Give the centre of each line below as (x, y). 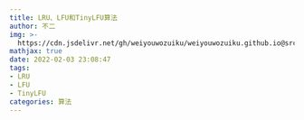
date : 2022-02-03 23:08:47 (60, 60)
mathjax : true (36, 51)
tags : (19, 69)
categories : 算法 (41, 102)
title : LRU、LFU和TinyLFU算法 (63, 18)
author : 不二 (33, 26)
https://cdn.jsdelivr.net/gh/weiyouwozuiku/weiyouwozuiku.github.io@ (151, 43)
